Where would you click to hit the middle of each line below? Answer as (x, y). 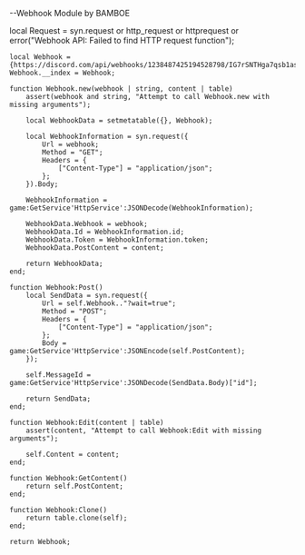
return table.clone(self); (77, 518)
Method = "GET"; (73, 153)
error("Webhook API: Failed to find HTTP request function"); (122, 40)
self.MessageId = (59, 375)
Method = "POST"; (74, 312)
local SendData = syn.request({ (87, 295)
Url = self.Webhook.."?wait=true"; (109, 303)
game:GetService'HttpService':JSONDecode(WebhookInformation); (132, 208)
